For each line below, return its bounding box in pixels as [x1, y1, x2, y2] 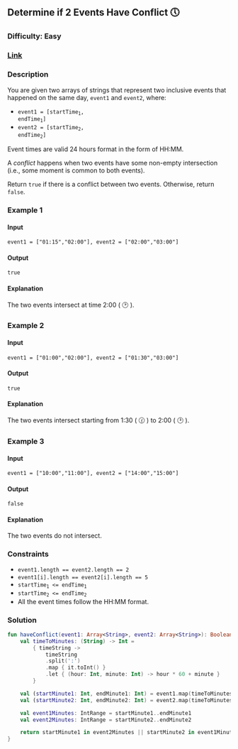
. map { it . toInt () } [45, 664, 106, 672]
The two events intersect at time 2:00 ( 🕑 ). [7, 300, 135, 309]
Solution [7, 615, 38, 625]
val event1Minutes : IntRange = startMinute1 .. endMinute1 [20, 709, 192, 716]
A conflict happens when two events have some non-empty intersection [7, 159, 218, 168]
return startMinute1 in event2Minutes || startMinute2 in [20, 729, 195, 736]
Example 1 [7, 205, 43, 215]
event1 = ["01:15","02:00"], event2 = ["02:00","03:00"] [7, 239, 179, 246]
